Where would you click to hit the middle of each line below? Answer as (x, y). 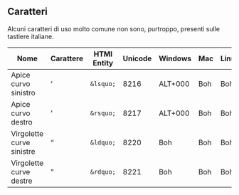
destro (22, 122)
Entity (103, 63)
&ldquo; (103, 142)
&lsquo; (103, 84)
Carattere (67, 58)
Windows (175, 58)
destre (22, 181)
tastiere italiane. (31, 36)
